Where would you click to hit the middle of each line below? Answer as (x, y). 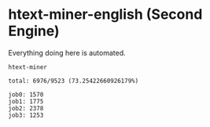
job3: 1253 (26, 115)
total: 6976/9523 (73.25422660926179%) (74, 81)
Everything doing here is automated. (67, 53)
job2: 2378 (26, 108)
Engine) (34, 31)
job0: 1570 (26, 94)
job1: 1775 (26, 101)
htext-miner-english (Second (105, 15)
